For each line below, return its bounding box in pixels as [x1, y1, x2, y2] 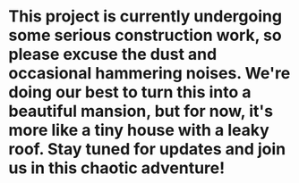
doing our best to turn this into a [8, 82, 252, 103]
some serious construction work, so [8, 25, 283, 46]
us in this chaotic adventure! [8, 158, 226, 179]
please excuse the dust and [8, 45, 218, 64]
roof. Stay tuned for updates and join [8, 139, 286, 160]
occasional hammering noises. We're [8, 63, 291, 84]
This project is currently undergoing [8, 6, 283, 27]
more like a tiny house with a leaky [8, 121, 269, 140]
